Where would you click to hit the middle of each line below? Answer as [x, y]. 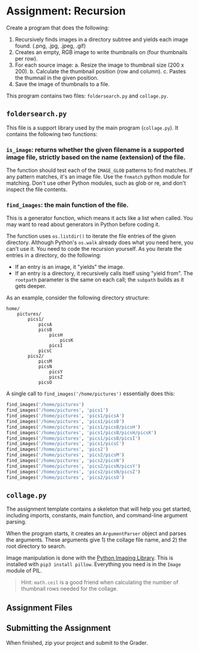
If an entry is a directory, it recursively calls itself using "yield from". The [104, 273]
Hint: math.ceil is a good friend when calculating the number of [99, 582]
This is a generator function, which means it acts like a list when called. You [99, 218]
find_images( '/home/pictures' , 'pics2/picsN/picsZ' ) [73, 472]
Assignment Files [40, 608]
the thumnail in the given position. [57, 78]
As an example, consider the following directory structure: [78, 298]
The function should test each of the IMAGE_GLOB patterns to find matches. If [99, 170]
